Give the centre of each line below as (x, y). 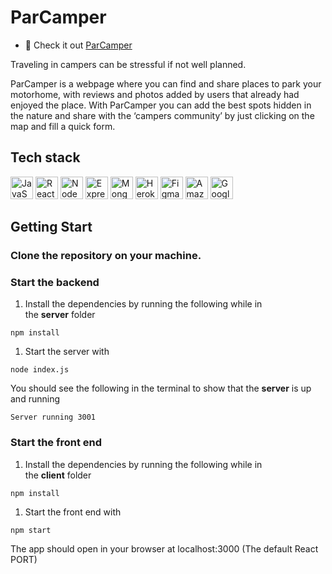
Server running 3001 (53, 417)
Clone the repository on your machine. (106, 256)
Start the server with (67, 352)
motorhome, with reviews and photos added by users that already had (155, 94)
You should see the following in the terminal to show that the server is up (161, 388)
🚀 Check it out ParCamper (78, 45)
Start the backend (55, 282)
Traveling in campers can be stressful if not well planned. (128, 64)
